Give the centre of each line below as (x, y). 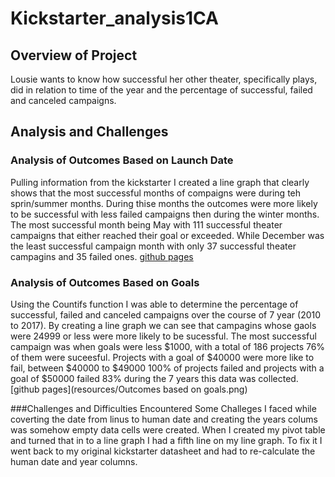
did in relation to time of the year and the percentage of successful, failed (161, 90)
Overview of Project (74, 55)
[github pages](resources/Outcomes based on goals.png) (129, 389)
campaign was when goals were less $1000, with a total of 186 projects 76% (168, 346)
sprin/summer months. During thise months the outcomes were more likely (164, 203)
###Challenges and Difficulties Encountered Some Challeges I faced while (163, 408)
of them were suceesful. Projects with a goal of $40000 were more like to (162, 357)
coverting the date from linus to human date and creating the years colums (164, 419)
